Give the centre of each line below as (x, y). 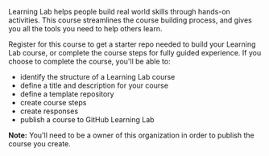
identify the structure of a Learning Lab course (97, 77)
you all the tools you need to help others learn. (85, 29)
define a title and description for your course (94, 85)
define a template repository (67, 94)
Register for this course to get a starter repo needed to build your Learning (132, 44)
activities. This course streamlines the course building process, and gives (130, 20)
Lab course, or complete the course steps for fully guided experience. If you (135, 53)
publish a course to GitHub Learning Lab (87, 119)
